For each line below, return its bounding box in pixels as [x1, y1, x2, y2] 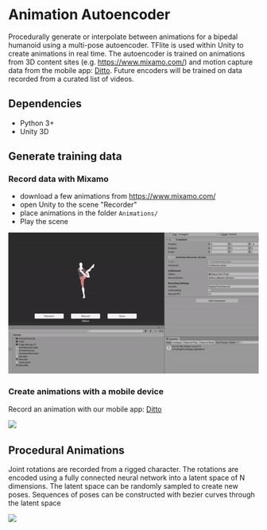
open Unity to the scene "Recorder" [19, 200, 137, 210]
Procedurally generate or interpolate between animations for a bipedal [8, 32, 238, 41]
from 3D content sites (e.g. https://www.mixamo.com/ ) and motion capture [8, 57, 253, 67]
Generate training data [8, 149, 122, 164]
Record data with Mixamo [8, 173, 109, 184]
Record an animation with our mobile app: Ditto [8, 404, 162, 414]
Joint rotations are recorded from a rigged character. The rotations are [8, 465, 239, 474]
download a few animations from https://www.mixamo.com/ [19, 191, 216, 201]
